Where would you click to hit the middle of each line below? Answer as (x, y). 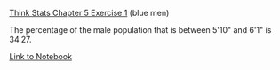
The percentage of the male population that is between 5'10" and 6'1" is (140, 30)
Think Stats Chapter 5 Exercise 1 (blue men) (89, 13)
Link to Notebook (41, 56)
